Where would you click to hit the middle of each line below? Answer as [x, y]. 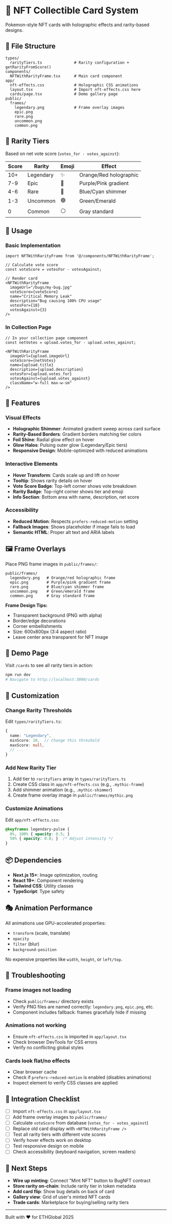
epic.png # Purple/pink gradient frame [60, 582]
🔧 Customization [32, 695]
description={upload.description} [47, 369]
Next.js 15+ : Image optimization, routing [55, 875]
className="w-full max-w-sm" [41, 383]
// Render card [21, 279]
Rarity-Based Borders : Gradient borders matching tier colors [77, 434]
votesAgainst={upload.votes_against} [50, 378]
